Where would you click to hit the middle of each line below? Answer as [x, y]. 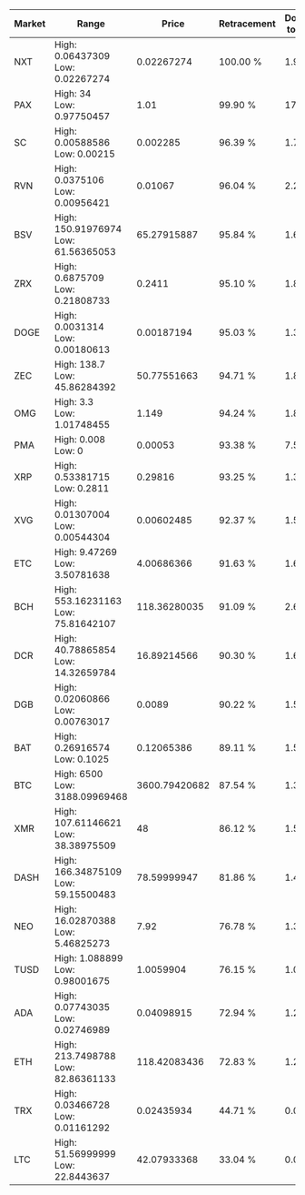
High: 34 [73, 93]
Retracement [247, 24]
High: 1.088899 [89, 958]
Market [30, 24]
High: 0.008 [80, 439]
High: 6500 [79, 774]
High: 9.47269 [86, 552]
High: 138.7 [80, 365]
